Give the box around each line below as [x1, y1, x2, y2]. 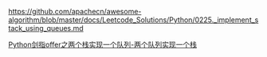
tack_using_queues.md [8, 24, 84, 32]
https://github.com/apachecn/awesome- [8, 7, 142, 16]
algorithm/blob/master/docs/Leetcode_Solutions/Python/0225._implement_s [8, 15, 259, 25]
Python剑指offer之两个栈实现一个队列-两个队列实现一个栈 [8, 40, 198, 49]
